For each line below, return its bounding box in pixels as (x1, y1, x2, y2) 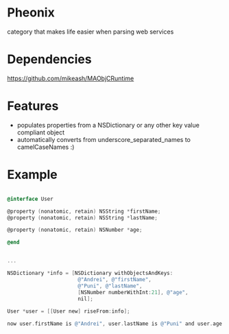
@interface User (7, 195, 53, 202)
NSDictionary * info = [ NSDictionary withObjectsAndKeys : (7, 270, 173, 276)
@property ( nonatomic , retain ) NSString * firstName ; (7, 208, 161, 215)
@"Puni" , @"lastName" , (77, 283, 143, 289)
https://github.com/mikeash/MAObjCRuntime (7, 74, 134, 82)
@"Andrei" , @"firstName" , (77, 276, 152, 283)
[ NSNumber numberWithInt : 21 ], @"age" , (77, 289, 189, 296)
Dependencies (7, 51, 92, 67)
